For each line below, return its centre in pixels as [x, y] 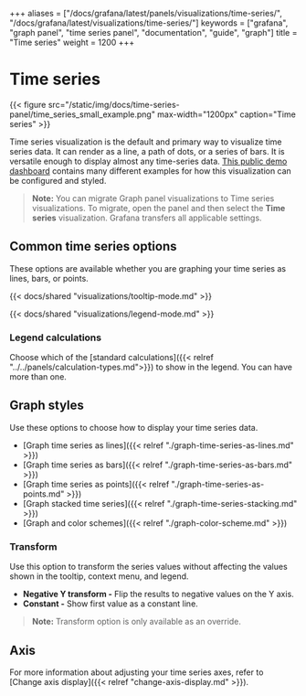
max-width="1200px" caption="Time [227, 114]
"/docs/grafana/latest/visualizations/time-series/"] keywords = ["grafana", [149, 23]
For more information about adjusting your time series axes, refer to [137, 672]
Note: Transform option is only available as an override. [137, 622]
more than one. [38, 377]
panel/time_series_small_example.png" [82, 114]
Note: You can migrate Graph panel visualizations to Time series [153, 198]
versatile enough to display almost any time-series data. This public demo [148, 161]
